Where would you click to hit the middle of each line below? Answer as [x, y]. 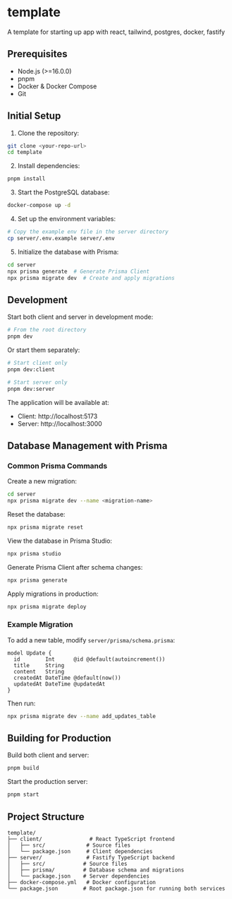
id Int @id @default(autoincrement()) [90, 659]
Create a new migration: [42, 481]
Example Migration [40, 625]
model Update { [30, 653]
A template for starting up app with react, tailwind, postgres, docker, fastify [116, 32]
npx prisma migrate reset [45, 527]
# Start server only [38, 382]
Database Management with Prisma [87, 446]
